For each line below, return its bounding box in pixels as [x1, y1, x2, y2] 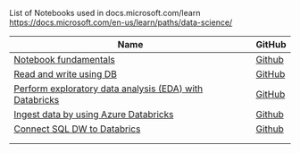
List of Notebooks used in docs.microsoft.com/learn [9, 8, 201, 18]
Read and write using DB [13, 68, 118, 80]
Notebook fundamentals [13, 54, 116, 65]
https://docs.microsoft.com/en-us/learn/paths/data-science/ [9, 17, 233, 28]
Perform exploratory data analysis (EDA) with [13, 82, 204, 95]
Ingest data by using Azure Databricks [13, 108, 174, 120]
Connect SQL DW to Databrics [13, 123, 141, 135]
